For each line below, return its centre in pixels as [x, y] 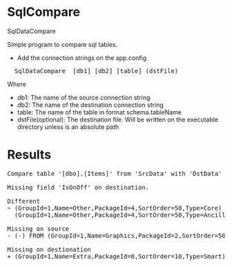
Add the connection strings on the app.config [82, 58]
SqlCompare [44, 12]
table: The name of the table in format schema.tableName [99, 112]
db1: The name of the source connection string [84, 97]
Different [23, 201]
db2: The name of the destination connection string [90, 105]
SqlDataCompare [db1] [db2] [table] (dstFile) [96, 71]
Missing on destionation [49, 249]
